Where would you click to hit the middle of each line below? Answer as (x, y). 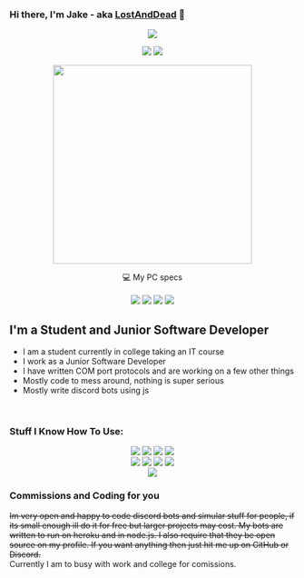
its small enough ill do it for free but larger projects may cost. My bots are (147, 525)
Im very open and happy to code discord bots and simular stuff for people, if (152, 515)
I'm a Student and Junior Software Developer (139, 329)
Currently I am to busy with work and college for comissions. (123, 563)
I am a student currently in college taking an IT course (123, 352)
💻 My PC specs (152, 277)
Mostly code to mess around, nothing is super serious (123, 381)
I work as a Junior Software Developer (94, 362)
